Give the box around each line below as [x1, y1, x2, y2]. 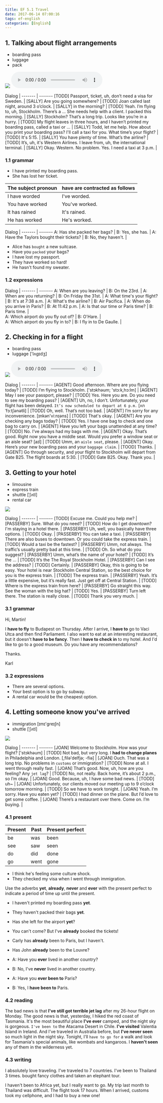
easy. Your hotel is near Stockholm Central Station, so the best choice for [5, 567, 152, 573]
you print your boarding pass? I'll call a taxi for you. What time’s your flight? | [5, 130, 159, 135]
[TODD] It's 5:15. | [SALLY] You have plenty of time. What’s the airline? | [5, 134, 148, 140]
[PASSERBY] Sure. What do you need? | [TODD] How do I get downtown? [5, 521, 152, 526]
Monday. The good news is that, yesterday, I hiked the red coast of [5, 1013, 139, 1019]
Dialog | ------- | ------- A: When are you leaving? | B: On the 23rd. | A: [5, 288, 147, 294]
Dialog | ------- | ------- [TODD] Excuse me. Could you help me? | [5, 516, 137, 522]
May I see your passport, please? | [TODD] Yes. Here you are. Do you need [5, 393, 156, 398]
